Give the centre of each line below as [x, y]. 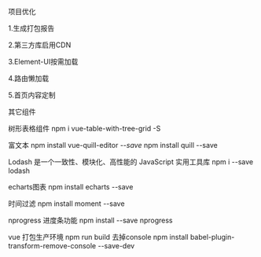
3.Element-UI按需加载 [43, 62]
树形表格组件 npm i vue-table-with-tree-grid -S [85, 128]
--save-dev [116, 246]
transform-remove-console [52, 246]
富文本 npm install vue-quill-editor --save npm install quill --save [113, 145]
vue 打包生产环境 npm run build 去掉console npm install [98, 237]
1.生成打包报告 [31, 28]
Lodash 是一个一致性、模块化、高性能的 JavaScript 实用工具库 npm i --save [131, 162]
